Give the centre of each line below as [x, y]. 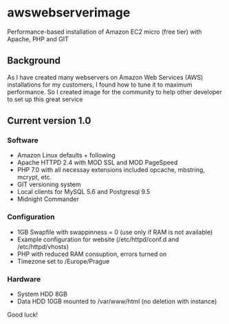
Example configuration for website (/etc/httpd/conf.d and [98, 239]
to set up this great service [45, 99]
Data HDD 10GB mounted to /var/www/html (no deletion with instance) [117, 301]
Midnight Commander [48, 199]
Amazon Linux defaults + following [66, 155]
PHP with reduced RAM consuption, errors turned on [92, 254]
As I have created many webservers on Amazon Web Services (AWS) [105, 77]
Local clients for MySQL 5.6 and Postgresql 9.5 [84, 192]
